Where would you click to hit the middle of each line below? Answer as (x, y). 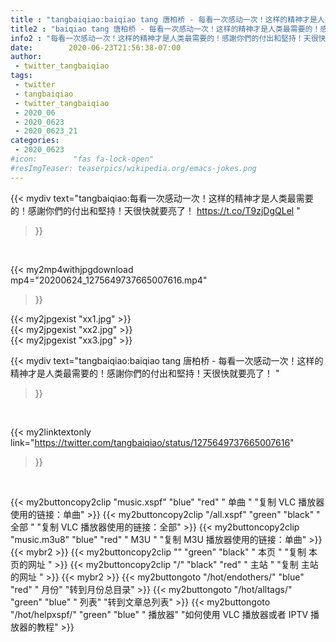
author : (26, 57)
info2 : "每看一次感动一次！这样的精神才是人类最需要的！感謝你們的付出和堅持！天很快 (168, 38)
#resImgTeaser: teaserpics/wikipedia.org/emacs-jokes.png (133, 168)
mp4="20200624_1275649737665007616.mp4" (109, 280)
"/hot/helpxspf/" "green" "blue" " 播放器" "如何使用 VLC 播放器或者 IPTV (159, 614)
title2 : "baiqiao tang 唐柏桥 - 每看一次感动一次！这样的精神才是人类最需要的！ (165, 29)
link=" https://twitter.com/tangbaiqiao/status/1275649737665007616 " (152, 442)
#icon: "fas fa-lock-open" (82, 159)
